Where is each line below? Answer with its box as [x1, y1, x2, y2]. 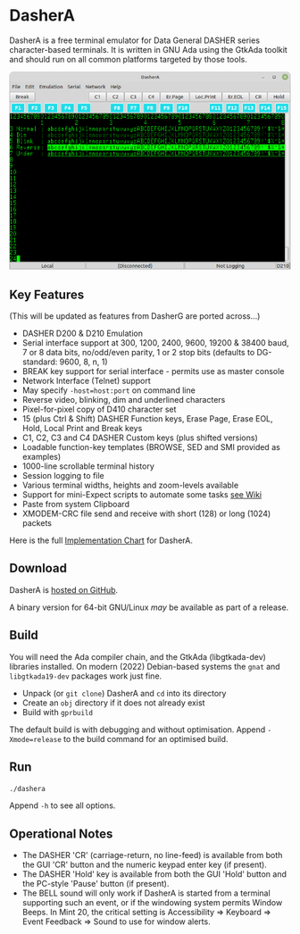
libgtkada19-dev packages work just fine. [9, 671, 162, 681]
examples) [21, 452, 62, 463]
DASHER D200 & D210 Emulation [21, 328, 143, 339]
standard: [21, 356, 58, 367]
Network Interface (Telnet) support [21, 376, 151, 387]
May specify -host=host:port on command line [21, 385, 196, 396]
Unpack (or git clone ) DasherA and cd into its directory [21, 688, 227, 698]
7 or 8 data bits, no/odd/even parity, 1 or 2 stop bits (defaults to [21, 347, 255, 358]
